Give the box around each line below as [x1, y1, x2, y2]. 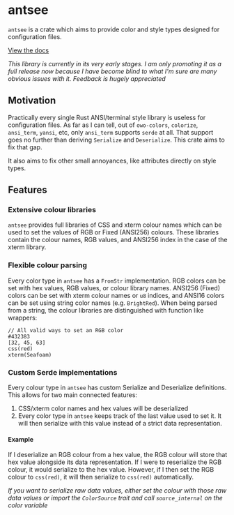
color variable [8, 501, 48, 509]
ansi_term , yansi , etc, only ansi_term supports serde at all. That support [8, 128, 214, 136]
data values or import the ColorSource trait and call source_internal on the [8, 494, 224, 502]
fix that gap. [8, 142, 42, 151]
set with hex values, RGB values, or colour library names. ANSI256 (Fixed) [8, 283, 220, 292]
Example [8, 435, 34, 443]
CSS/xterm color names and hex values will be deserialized [17, 404, 189, 413]
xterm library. [8, 243, 47, 251]
